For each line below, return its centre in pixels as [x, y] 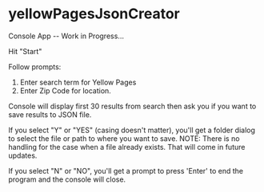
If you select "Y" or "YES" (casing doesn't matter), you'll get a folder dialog [132, 130]
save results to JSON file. [50, 114]
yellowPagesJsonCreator [94, 14]
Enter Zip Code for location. [66, 90]
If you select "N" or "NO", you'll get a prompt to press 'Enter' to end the [126, 170]
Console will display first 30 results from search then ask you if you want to [132, 106]
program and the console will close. [67, 179]
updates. [23, 155]
